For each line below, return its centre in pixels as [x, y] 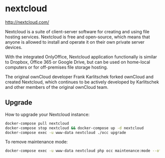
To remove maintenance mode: [36, 142]
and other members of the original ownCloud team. [57, 87]
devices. [14, 47]
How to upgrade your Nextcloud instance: [47, 114]
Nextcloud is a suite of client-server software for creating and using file [77, 31]
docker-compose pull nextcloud [37, 123]
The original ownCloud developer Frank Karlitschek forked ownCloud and [79, 77]
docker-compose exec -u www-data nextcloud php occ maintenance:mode [78, 151]
